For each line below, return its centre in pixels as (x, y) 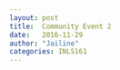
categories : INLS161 (49, 52)
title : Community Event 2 (60, 26)
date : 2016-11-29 (46, 35)
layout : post (34, 18)
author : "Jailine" (44, 43)
